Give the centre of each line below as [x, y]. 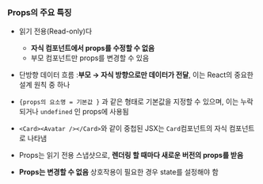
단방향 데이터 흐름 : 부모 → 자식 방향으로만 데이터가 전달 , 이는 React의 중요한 [136, 75]
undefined [56, 113]
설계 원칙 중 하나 [44, 85]
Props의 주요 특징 [40, 12]
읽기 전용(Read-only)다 [55, 31]
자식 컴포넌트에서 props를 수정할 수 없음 [93, 48]
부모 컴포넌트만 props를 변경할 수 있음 [90, 58]
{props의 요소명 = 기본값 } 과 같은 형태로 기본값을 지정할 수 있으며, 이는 [129, 102]
